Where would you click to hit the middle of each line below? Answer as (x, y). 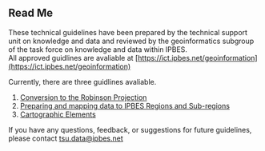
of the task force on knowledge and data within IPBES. (98, 49)
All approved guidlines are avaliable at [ (73, 58)
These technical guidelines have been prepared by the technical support (128, 32)
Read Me (31, 13)
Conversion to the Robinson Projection (83, 97)
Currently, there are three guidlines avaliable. (82, 81)
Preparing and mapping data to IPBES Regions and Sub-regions (125, 105)
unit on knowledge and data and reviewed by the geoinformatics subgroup (131, 41)
